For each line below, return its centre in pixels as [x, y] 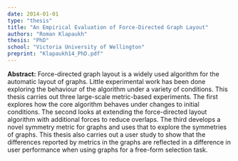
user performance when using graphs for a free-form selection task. [108, 150]
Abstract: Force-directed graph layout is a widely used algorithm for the [113, 74]
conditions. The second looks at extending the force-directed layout [107, 112]
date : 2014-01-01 [33, 14]
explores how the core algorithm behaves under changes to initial [103, 104]
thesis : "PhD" [29, 41]
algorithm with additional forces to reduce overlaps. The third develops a [114, 119]
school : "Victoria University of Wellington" [76, 47]
